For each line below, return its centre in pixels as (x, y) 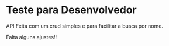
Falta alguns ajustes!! (32, 37)
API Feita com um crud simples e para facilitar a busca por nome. (85, 26)
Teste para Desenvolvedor (71, 10)
